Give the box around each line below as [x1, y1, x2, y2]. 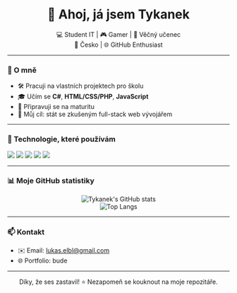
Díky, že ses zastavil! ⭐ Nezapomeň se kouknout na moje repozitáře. [18, 277, 219, 286]
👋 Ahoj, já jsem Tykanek [47, 6, 190, 23]
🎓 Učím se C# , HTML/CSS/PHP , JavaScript [17, 92, 149, 101]
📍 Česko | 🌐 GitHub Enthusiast [73, 40, 164, 49]
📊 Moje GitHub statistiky [7, 176, 95, 186]
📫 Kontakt [7, 226, 44, 236]
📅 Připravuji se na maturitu [17, 103, 95, 111]
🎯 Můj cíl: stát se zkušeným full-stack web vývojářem [17, 110, 173, 119]
